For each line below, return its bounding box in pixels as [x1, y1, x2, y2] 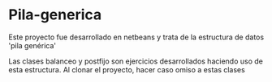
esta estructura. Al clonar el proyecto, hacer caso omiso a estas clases [8, 64, 245, 74]
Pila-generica [8, 6, 102, 24]
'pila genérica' [8, 40, 57, 50]
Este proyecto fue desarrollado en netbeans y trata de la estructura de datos [8, 32, 265, 42]
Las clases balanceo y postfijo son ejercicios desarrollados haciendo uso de [8, 56, 264, 66]
